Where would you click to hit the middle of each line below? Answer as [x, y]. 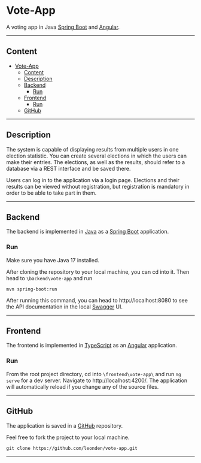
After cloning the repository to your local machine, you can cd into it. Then [98, 272]
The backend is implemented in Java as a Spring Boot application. [88, 232]
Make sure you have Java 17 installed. [53, 260]
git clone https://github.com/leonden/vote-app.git [72, 448]
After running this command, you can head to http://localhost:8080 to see [97, 300]
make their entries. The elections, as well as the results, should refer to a [96, 162]
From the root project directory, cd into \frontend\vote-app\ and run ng [94, 374]
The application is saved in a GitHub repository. [65, 425]
